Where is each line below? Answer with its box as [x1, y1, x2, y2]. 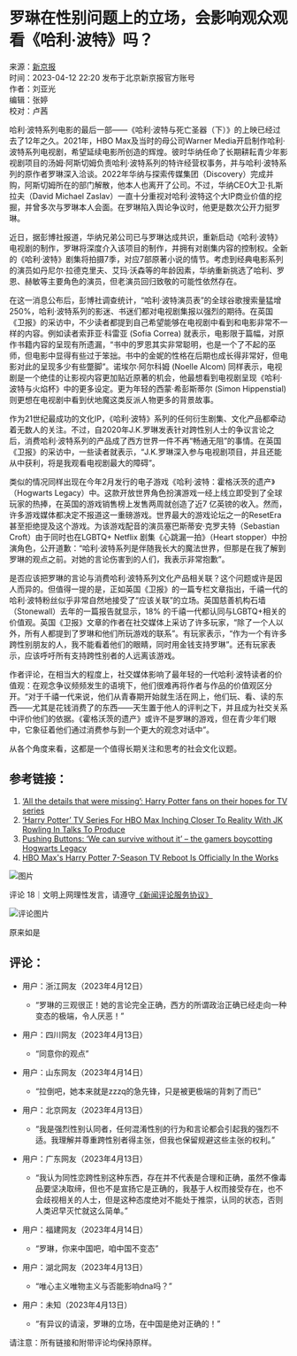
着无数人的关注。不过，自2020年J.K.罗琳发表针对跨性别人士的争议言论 [9, 424, 267, 435]
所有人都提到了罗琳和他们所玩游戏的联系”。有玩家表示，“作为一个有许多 [24, 628, 287, 639]
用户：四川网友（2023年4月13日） [21, 1029, 148, 1040]
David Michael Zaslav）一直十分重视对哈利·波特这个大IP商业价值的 [32, 190, 274, 201]
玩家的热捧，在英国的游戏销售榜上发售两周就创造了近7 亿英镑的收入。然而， [9, 498, 287, 509]
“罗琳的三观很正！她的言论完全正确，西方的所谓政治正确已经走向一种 [34, 999, 287, 1010]
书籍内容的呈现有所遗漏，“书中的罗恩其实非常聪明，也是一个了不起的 [16, 338, 269, 350]
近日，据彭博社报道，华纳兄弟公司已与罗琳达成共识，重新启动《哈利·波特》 [9, 231, 283, 242]
